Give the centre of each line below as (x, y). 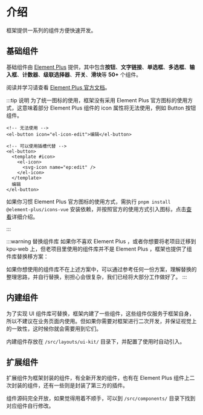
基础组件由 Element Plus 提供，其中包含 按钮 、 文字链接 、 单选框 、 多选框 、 (98, 67)
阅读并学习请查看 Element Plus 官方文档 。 (58, 87)
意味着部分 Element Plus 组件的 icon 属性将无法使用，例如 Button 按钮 (109, 108)
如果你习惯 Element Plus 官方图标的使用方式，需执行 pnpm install (89, 201)
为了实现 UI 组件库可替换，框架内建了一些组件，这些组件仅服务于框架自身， (101, 313)
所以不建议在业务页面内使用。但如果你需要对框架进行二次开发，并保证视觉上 (101, 321)
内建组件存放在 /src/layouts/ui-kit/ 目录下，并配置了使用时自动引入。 (96, 341)
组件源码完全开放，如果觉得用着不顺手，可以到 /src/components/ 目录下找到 (101, 398)
